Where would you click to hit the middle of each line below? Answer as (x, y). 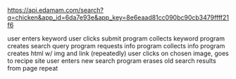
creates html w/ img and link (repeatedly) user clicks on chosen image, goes (118, 53)
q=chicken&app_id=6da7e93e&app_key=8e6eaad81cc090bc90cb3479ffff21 (118, 17)
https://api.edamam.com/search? (56, 10)
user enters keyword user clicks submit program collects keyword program (116, 38)
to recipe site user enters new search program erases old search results (112, 61)
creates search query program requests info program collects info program (116, 46)
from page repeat (33, 68)
